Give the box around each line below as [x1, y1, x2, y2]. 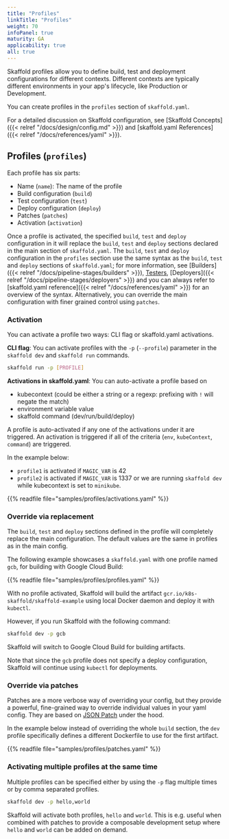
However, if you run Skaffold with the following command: [7, 617, 171, 626]
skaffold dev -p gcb [7, 631, 67, 638]
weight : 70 [7, 23, 38, 30]
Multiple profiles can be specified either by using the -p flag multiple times [7, 778, 217, 786]
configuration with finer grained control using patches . [7, 297, 160, 306]
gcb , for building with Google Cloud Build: [7, 563, 123, 571]
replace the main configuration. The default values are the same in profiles [7, 534, 218, 543]
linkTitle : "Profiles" [7, 17, 72, 23]
